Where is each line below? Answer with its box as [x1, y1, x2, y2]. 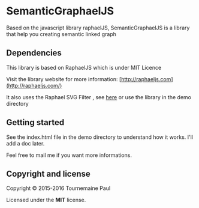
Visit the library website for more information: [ [6, 75, 122, 82]
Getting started [6, 117, 65, 127]
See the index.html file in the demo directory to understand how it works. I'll [6, 133, 194, 141]
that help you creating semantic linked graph [6, 30, 117, 37]
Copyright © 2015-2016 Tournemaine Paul [6, 185, 111, 192]
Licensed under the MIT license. [6, 197, 86, 204]
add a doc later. [6, 139, 45, 147]
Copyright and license [6, 168, 91, 179]
